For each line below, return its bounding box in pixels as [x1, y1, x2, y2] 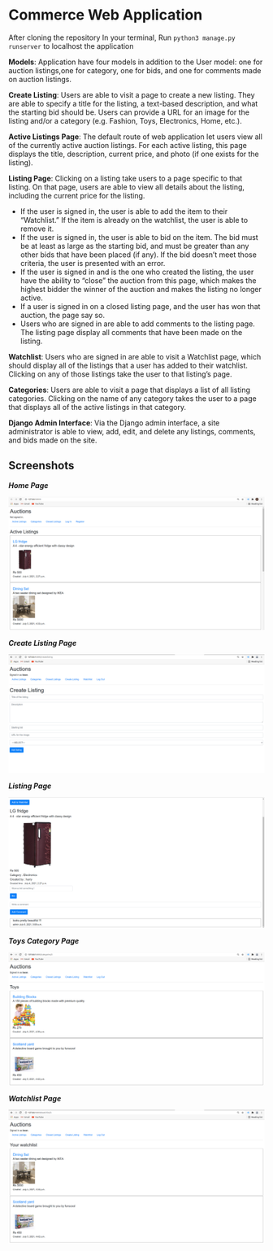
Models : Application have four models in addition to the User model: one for [8, 57, 263, 67]
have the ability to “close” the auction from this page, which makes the [19, 275, 257, 286]
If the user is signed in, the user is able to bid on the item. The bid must [19, 232, 258, 242]
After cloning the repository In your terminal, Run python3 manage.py [8, 33, 236, 42]
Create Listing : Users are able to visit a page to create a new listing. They [8, 89, 255, 99]
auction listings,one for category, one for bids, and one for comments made [8, 65, 262, 75]
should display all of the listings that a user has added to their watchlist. [8, 360, 248, 370]
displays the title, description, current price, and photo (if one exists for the [8, 149, 260, 159]
